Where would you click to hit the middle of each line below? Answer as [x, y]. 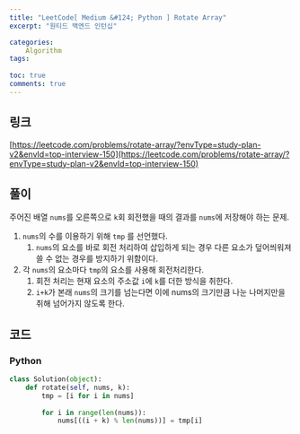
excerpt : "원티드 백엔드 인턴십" [63, 26]
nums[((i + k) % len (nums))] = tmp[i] [130, 421]
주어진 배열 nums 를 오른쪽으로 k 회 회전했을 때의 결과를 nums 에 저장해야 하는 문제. [150, 217]
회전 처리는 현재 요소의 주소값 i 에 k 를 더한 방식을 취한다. [134, 281]
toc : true [28, 76]
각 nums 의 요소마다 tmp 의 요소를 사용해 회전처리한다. [113, 270]
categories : [31, 42]
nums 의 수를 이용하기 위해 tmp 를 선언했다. [95, 236]
